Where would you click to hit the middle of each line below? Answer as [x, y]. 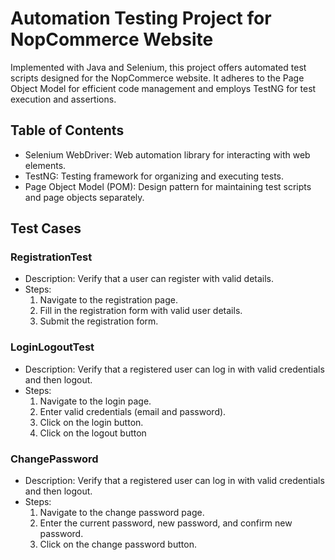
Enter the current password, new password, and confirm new [166, 523]
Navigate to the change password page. [122, 513]
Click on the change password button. [118, 544]
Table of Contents [67, 130]
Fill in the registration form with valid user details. [141, 311]
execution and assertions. [63, 99]
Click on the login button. [91, 422]
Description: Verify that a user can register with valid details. [149, 279]
